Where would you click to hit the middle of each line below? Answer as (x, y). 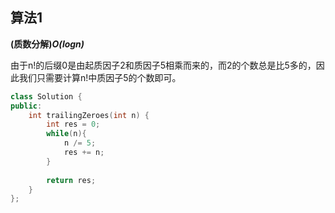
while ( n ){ (66, 134)
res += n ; (84, 153)
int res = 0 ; (73, 124)
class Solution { (46, 96)
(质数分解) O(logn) (47, 44)
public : (26, 106)
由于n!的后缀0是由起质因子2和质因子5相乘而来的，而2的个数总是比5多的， (163, 65)
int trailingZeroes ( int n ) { (89, 115)
